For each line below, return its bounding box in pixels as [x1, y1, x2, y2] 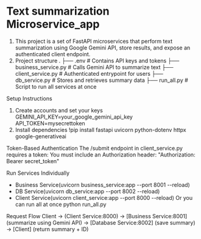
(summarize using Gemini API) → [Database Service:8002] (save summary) [6, 219, 196, 226]
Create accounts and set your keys [15, 106, 104, 114]
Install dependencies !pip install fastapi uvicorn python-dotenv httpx [15, 126, 187, 133]
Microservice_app [6, 17, 100, 31]
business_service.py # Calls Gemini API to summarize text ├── [15, 63, 174, 71]
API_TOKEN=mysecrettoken [15, 119, 85, 127]
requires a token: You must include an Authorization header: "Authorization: [6, 151, 196, 158]
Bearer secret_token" [6, 157, 60, 164]
